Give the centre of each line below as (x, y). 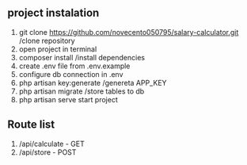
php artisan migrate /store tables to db (82, 91)
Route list (31, 125)
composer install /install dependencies (82, 57)
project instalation (53, 13)
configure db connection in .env (71, 74)
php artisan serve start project (68, 99)
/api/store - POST (47, 152)
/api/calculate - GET (51, 144)
